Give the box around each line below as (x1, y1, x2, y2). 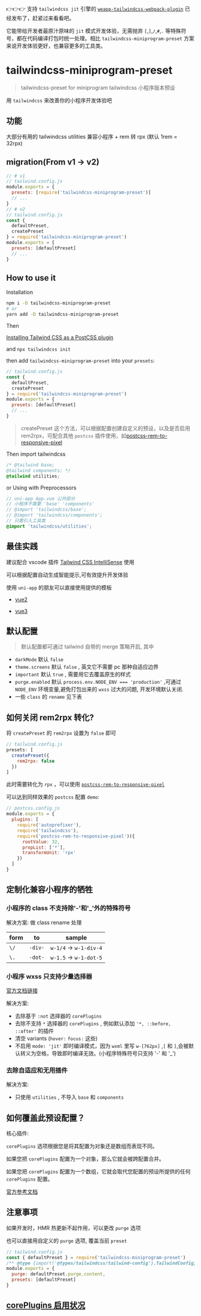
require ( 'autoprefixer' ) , (17, 822, 82, 828)
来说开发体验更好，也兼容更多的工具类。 (6, 42, 106, 49)
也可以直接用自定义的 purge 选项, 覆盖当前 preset (6, 1237, 127, 1244)
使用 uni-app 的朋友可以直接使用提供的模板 (6, 584, 112, 591)
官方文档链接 (6, 986, 38, 994)
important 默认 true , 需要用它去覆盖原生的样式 (14, 671, 131, 678)
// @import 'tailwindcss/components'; (6, 512, 103, 519)
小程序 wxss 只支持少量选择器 (6, 972, 93, 980)
